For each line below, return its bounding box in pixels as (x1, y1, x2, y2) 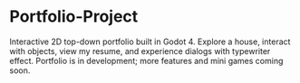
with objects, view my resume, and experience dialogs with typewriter (9, 45, 271, 56)
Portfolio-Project (9, 6, 139, 27)
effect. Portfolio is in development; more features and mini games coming (9, 55, 284, 66)
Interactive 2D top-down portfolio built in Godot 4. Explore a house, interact (9, 36, 291, 47)
